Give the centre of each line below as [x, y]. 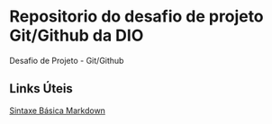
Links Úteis [41, 89]
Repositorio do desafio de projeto [136, 17]
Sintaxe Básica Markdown [58, 111]
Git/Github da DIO [77, 35]
